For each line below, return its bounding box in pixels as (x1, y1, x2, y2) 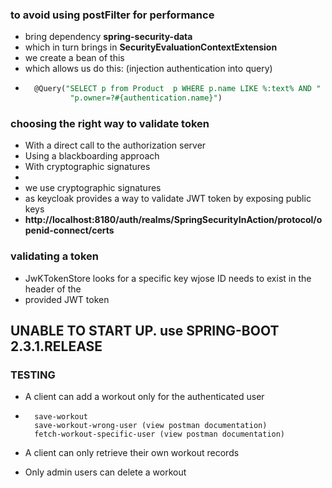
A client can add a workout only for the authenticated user (24, 391, 265, 403)
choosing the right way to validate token (10, 116, 210, 130)
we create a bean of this (24, 52, 125, 64)
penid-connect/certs (24, 224, 115, 237)
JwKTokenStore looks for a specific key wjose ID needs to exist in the (24, 272, 312, 284)
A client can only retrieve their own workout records (24, 447, 240, 459)
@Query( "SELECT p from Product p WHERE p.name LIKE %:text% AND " (34, 84, 322, 94)
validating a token (10, 249, 99, 263)
